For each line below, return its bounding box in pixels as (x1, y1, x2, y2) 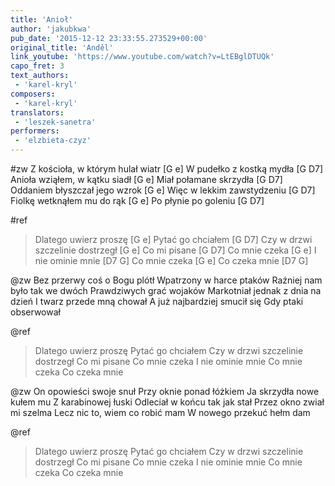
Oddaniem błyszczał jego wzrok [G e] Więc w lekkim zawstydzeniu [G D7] (10, 184, 316, 196)
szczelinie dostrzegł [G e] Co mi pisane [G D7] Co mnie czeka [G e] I (34, 244, 317, 256)
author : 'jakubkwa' (10, 24, 92, 34)
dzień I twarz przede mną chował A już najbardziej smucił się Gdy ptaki (10, 296, 304, 307)
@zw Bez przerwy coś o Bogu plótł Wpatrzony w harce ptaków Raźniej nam (10, 274, 323, 286)
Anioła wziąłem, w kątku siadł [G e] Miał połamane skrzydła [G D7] (10, 174, 283, 185)
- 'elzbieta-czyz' (14, 136, 92, 146)
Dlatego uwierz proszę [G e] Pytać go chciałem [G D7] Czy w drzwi (34, 234, 313, 245)
